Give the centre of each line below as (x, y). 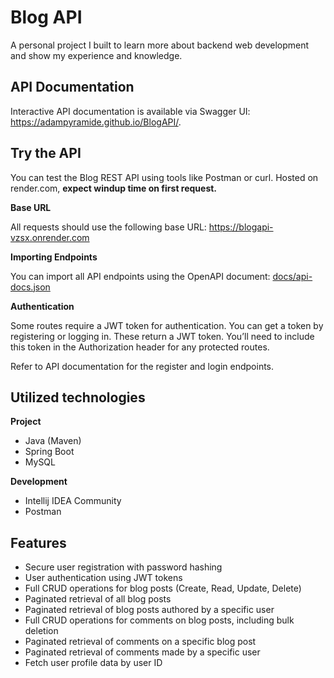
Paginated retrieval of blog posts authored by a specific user (149, 610)
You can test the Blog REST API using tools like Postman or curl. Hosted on (164, 177)
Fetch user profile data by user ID (93, 663)
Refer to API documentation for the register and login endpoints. (142, 366)
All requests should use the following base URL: (108, 227)
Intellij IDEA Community (73, 501)
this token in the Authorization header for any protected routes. (140, 347)
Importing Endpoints (54, 257)
